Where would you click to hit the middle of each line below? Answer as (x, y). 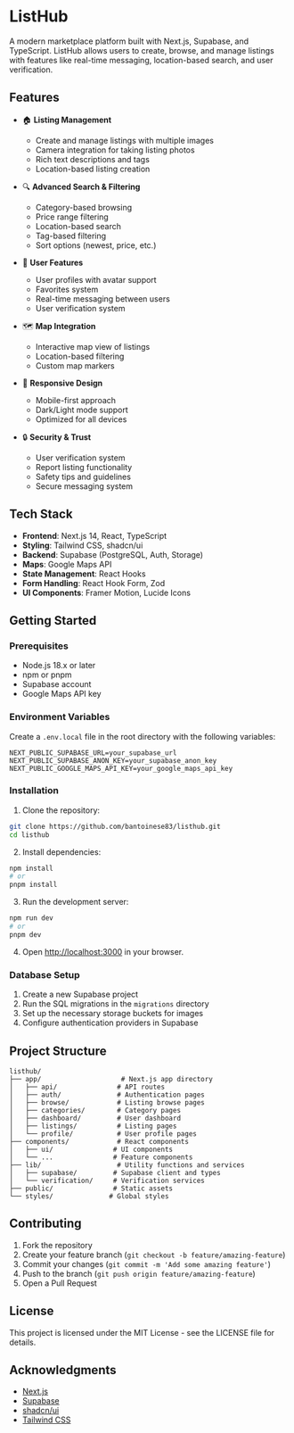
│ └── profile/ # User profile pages (103, 1134)
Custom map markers (75, 365)
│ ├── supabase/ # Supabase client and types (115, 1172)
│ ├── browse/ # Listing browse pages (107, 1102)
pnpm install (33, 885)
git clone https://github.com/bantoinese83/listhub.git (115, 826)
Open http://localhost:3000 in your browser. (103, 951)
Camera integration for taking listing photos (115, 150)
